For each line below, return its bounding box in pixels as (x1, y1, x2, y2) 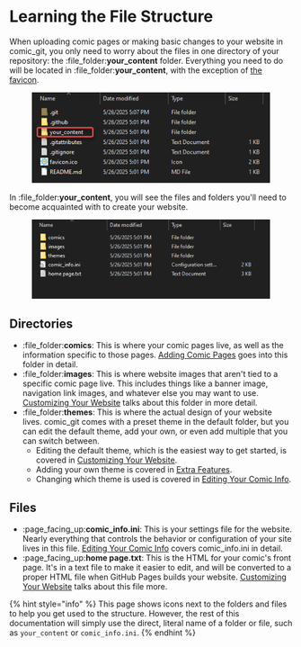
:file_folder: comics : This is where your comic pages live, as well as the (22, 340, 285, 351)
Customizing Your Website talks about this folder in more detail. (22, 398, 258, 409)
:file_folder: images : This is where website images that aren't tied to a (22, 369, 279, 380)
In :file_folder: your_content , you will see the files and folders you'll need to (9, 192, 288, 203)
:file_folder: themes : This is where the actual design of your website (22, 407, 272, 418)
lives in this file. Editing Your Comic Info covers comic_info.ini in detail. (22, 543, 283, 554)
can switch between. (22, 436, 101, 446)
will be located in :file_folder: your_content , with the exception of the (9, 65, 263, 76)
